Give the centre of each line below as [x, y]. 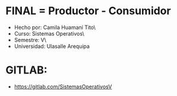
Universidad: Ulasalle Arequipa [52, 46]
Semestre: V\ [30, 40]
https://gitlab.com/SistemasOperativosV [63, 87]
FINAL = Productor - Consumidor [88, 11]
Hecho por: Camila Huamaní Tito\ [55, 27]
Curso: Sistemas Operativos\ [49, 33]
